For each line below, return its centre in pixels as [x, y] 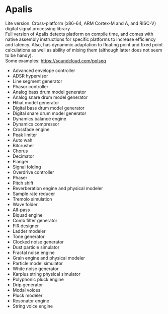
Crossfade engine [31, 129]
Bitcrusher [23, 145]
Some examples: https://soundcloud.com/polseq [56, 60]
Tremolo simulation [32, 199]
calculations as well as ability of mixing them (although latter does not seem [84, 50]
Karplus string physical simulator [46, 274]
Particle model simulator [37, 263]
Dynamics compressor [36, 124]
